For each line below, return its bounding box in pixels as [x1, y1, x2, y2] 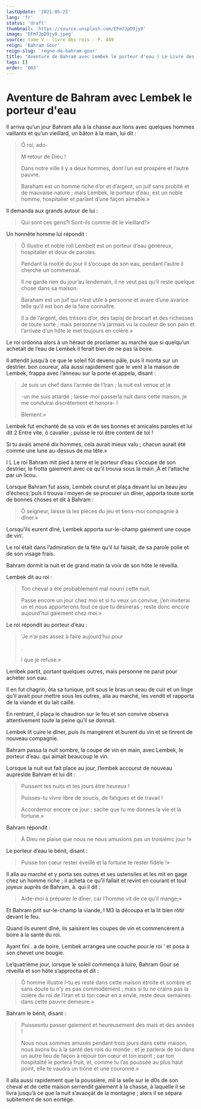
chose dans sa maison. [20, 285, 78, 292]
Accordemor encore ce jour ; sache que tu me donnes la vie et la [20, 806, 182, 813]
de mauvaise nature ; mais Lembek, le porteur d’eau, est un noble [20, 189, 183, 196]
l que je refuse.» [20, 656, 61, 664]
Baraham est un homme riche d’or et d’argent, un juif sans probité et [20, 183, 190, 190]
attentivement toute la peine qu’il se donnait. [6, 717, 116, 724]
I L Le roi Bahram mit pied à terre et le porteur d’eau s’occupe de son [6, 459, 176, 466]
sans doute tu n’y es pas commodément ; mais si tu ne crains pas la [20, 985, 189, 993]
